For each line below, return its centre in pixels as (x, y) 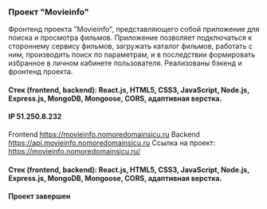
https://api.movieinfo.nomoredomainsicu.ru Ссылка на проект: (112, 143)
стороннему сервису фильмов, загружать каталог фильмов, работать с (131, 46)
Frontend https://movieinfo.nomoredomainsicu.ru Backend (104, 135)
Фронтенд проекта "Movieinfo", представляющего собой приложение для (134, 30)
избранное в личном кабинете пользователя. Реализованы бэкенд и (126, 63)
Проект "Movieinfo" (49, 12)
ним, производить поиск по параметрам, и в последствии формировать (132, 55)
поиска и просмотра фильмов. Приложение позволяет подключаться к (130, 37)
